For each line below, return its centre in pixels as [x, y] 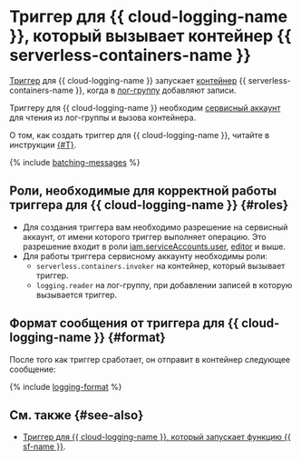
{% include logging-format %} [66, 386]
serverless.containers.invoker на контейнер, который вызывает [160, 265]
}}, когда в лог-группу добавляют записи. [156, 90]
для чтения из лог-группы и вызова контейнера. [103, 117]
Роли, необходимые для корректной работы [143, 191]
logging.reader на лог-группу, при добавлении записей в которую [164, 285]
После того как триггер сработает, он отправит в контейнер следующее [150, 359]
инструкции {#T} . [43, 145]
